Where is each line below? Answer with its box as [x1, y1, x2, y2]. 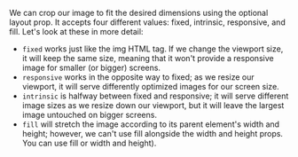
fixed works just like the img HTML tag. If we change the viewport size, [21, 43, 284, 54]
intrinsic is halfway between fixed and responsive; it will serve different [21, 90, 289, 101]
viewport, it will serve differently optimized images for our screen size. [21, 82, 279, 91]
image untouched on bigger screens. [21, 110, 158, 120]
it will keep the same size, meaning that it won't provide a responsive [21, 53, 274, 63]
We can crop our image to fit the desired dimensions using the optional [9, 8, 269, 18]
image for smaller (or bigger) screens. [21, 62, 161, 73]
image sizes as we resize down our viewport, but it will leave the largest [21, 100, 285, 110]
